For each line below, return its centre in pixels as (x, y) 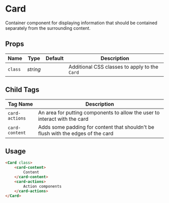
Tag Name (20, 104)
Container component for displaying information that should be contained (81, 23)
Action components (43, 186)
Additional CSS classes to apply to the (113, 67)
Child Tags (22, 90)
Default (55, 58)
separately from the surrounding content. (48, 28)
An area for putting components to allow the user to (99, 113)
